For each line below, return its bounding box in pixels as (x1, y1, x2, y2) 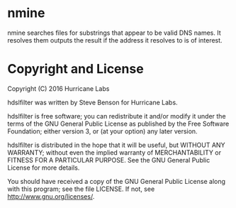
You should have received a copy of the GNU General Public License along (7, 177, 225, 185)
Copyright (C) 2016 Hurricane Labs (7, 84, 110, 93)
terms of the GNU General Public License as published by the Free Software (7, 119, 230, 128)
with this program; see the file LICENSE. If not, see (7, 185, 155, 193)
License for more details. (7, 163, 80, 172)
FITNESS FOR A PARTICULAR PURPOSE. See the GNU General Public (7, 155, 210, 164)
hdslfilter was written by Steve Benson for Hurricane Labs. (7, 98, 179, 106)
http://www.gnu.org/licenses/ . (7, 192, 95, 200)
